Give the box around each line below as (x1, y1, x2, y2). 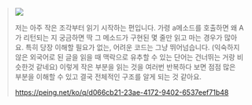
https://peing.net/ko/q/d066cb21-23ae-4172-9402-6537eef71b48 (14, 88, 229, 97)
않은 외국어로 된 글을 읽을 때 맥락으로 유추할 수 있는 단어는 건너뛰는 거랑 (14, 52, 235, 62)
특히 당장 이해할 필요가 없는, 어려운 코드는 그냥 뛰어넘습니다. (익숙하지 (25, 43, 240, 52)
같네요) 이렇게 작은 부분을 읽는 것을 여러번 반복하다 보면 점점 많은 (35, 63, 236, 71)
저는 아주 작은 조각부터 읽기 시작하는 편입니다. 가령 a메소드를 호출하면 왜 (14, 24, 238, 32)
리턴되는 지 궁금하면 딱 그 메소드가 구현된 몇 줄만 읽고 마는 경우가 (23, 33, 223, 42)
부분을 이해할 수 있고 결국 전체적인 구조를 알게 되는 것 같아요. (14, 72, 202, 81)
